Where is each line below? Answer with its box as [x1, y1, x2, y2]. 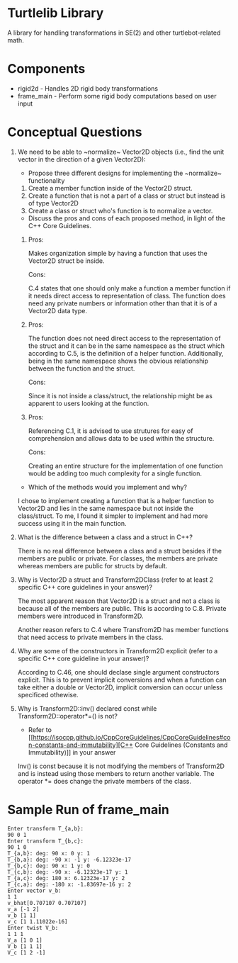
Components [7, 61, 86, 77]
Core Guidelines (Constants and [134, 740, 228, 749]
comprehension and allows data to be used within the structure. [28, 434, 215, 442]
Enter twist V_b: [7, 924, 59, 931]
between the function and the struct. [28, 364, 135, 373]
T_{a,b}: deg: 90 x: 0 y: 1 [7, 850, 91, 857]
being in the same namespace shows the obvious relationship [28, 356, 209, 365]
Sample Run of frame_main [7, 802, 170, 818]
